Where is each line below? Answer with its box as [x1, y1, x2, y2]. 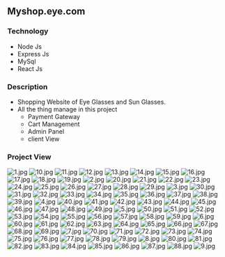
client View [27, 134, 60, 143]
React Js [17, 64, 43, 72]
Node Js [17, 42, 42, 51]
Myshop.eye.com [7, 6, 86, 17]
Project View [7, 152, 52, 162]
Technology [7, 26, 49, 36]
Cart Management [27, 120, 80, 128]
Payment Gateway [27, 112, 80, 120]
